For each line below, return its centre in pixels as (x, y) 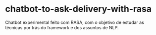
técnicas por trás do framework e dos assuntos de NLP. (62, 27)
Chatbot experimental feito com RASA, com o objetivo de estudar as (75, 22)
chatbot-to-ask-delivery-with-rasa (78, 9)
